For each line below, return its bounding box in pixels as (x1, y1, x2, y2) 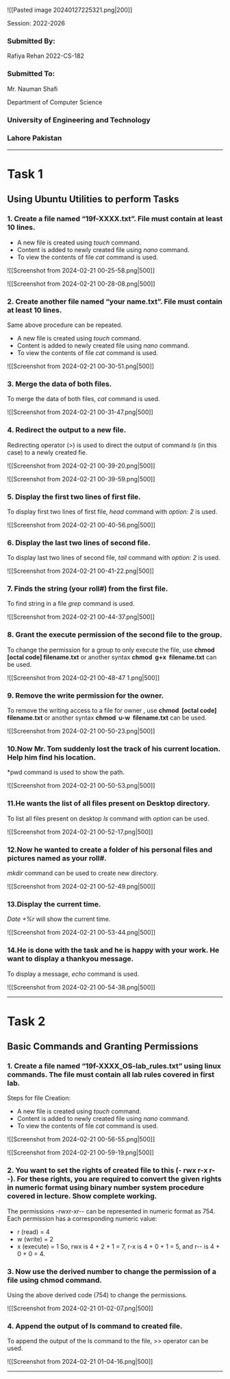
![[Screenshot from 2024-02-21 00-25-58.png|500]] (7, 266, 155, 274)
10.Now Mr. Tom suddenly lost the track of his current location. (7, 744, 220, 753)
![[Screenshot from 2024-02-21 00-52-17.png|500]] (7, 828, 153, 836)
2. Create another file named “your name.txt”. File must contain (7, 297, 222, 306)
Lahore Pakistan (7, 133, 62, 143)
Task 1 (7, 166, 43, 181)
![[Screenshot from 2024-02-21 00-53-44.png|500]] (7, 928, 156, 937)
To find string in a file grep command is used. (7, 600, 135, 608)
